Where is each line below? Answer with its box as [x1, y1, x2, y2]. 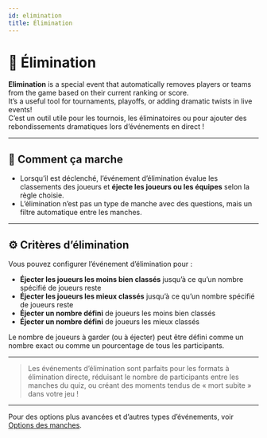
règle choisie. [19, 190, 65, 200]
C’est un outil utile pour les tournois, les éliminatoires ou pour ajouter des [8, 113, 247, 123]
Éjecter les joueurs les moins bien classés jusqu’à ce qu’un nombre [19, 275, 244, 284]
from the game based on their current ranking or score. [8, 88, 189, 98]
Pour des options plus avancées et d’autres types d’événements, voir [8, 412, 234, 422]
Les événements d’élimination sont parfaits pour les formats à [27, 364, 230, 373]
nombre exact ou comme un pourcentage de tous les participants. [8, 341, 225, 350]
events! [8, 105, 33, 115]
